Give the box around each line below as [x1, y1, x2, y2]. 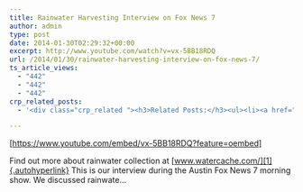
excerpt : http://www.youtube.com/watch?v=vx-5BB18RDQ [9, 47, 216, 56]
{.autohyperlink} [9, 165, 69, 176]
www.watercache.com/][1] [174, 155, 272, 167]
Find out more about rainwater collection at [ [9, 155, 175, 167]
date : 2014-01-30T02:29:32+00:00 [9, 38, 135, 48]
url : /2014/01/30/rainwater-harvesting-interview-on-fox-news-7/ [9, 55, 260, 64]
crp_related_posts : [9, 96, 83, 106]
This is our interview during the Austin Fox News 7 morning [70, 165, 291, 176]
